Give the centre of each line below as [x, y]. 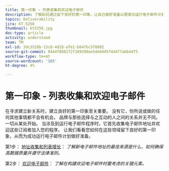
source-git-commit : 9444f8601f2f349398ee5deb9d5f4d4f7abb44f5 [71, 51]
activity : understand [28, 38]
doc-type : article [24, 33]
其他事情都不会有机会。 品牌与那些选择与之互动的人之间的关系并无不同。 [85, 117]
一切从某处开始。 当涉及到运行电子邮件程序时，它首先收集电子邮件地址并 [80, 123]
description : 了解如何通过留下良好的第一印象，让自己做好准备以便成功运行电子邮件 [81, 14]
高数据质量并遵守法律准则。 [34, 153]
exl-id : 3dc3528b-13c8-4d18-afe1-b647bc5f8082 [55, 47]
